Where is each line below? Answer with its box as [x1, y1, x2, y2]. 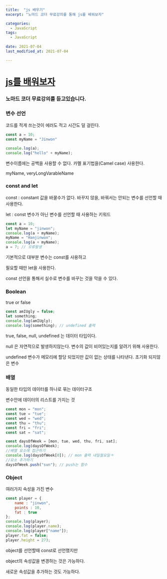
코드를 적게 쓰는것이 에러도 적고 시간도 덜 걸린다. [5, 122, 100, 128]
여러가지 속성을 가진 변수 [5, 486, 54, 492]
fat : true [14, 510, 37, 515]
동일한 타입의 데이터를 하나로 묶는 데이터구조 [5, 386, 93, 392]
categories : [5, 21, 30, 26]
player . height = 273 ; [5, 538, 51, 543]
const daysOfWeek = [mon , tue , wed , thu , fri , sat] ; [5, 439, 118, 444]
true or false [5, 299, 31, 305]
